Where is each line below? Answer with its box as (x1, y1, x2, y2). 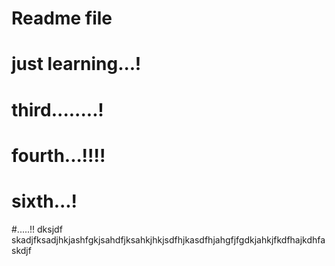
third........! (11, 98, 104, 121)
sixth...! (11, 190, 78, 212)
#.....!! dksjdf (11, 223, 63, 235)
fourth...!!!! (11, 144, 106, 167)
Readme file (11, 7, 113, 30)
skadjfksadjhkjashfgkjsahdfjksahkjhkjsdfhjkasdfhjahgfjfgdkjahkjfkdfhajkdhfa (11, 233, 326, 246)
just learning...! (11, 53, 142, 76)
